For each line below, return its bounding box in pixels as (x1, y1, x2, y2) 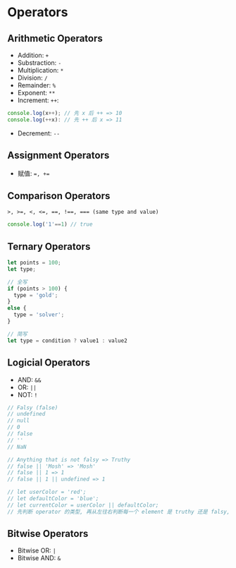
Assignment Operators (7, 150, 110, 162)
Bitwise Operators (7, 528, 89, 540)
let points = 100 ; (7, 259, 61, 267)
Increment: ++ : (17, 96, 59, 104)
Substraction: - (17, 59, 62, 67)
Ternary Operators (7, 241, 91, 253)
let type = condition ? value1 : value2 (7, 337, 128, 344)
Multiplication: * (17, 66, 64, 74)
